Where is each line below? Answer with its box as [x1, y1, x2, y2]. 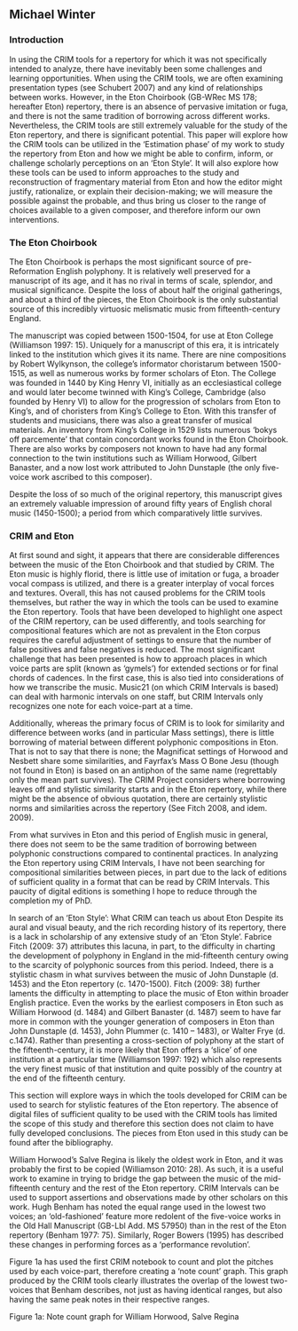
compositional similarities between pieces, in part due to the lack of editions [9, 867, 287, 878]
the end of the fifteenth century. [9, 1073, 126, 1083]
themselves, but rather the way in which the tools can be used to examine [9, 597, 279, 608]
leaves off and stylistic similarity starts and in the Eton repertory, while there [9, 784, 287, 795]
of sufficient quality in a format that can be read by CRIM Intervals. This [9, 877, 271, 887]
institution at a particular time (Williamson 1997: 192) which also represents [9, 1054, 282, 1065]
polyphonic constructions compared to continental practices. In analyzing [9, 848, 278, 859]
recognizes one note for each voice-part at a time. [9, 701, 193, 712]
